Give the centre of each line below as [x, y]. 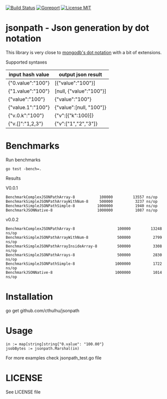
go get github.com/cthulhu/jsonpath [43, 310]
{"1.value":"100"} [29, 91]
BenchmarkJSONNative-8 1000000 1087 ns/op [82, 210]
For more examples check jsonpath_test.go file [54, 357]
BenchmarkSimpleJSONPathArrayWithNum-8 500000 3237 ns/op [82, 201]
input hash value [29, 74]
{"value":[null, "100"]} [81, 107]
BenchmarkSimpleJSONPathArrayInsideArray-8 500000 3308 [84, 246]
